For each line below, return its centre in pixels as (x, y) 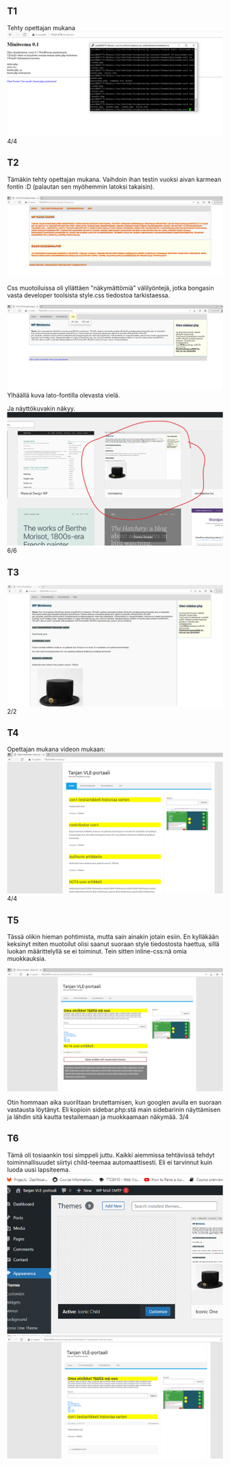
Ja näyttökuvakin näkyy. (41, 408)
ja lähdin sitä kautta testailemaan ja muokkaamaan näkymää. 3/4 (98, 1117)
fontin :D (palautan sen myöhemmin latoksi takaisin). (81, 186)
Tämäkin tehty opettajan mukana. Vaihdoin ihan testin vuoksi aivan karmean (114, 179)
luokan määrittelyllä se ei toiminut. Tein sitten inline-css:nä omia (97, 951)
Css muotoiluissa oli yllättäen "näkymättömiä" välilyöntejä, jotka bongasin (111, 288)
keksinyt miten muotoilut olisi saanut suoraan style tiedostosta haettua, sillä (113, 944)
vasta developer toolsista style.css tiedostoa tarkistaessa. (89, 295)
